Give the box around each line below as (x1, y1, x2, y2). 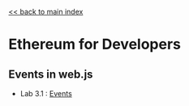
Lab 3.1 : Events (19, 89, 73, 98)
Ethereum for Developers (8, 36, 181, 53)
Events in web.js (8, 67, 93, 81)
